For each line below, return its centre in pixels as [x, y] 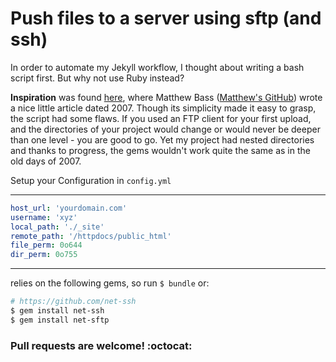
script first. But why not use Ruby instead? [97, 78]
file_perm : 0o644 [46, 245]
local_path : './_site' [57, 227]
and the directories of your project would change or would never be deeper [165, 129]
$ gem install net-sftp [60, 320]
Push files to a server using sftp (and [166, 18]
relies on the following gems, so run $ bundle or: [110, 283]
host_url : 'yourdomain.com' [69, 208]
